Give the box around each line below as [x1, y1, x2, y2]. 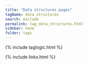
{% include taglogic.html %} [5, 44, 63, 50]
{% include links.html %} [5, 54, 56, 60]
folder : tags [5, 30, 32, 35]
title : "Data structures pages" [5, 7, 72, 12]
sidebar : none [5, 26, 35, 31]
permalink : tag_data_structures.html [5, 21, 84, 26]
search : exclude [5, 16, 39, 21]
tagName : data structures [5, 12, 59, 17]
